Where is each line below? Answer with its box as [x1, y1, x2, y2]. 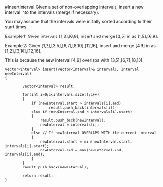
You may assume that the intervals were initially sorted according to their [5, 19, 152, 24]
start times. [5, 24, 28, 30]
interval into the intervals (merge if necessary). [5, 9, 99, 15]
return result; [23, 173, 54, 178]
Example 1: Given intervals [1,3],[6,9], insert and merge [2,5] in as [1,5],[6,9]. [5, 34, 158, 39]
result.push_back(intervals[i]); [48, 105, 117, 110]
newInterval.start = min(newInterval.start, [40, 139, 133, 144]
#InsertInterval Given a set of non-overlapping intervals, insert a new [5, 4, 144, 10]
